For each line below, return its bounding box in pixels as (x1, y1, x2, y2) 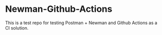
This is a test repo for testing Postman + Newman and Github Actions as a (5, 20, 157, 26)
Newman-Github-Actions (5, 3, 112, 15)
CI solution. (5, 25, 29, 31)
